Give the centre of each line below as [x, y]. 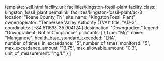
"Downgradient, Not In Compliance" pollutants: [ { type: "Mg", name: [74, 33]
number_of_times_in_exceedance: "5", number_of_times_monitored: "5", [78, 43]
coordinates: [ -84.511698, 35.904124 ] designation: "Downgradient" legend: [82, 28]
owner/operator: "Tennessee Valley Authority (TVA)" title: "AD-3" [71, 22]
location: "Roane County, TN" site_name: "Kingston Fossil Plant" [70, 17]
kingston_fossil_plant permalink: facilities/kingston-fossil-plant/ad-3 [74, 12]
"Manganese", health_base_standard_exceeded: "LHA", [61, 38]
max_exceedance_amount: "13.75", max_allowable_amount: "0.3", [71, 48]
